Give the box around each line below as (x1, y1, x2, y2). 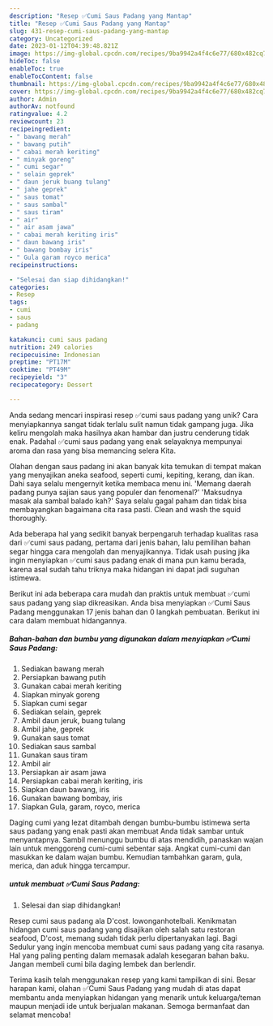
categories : (9, 283, 49, 291)
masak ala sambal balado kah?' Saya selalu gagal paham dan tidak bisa (9, 496, 247, 506)
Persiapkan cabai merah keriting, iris (20, 776, 143, 786)
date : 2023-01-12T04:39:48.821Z (9, 42, 118, 50)
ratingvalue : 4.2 (9, 110, 68, 119)
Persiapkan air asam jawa (20, 767, 107, 777)
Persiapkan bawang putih (20, 672, 106, 682)
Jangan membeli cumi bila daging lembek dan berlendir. (9, 959, 197, 968)
